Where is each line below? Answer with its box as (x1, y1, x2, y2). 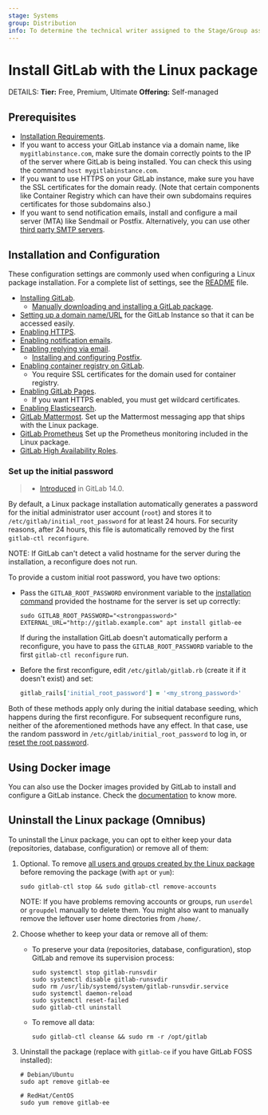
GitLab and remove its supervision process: (31, 953, 175, 963)
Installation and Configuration (8, 248, 160, 262)
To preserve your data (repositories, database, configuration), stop (31, 944, 251, 954)
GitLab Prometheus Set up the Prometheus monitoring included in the (19, 429, 249, 438)
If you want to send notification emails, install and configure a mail (19, 208, 238, 218)
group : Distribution (8, 19, 77, 27)
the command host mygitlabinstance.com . (19, 165, 160, 176)
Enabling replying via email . (19, 344, 110, 354)
